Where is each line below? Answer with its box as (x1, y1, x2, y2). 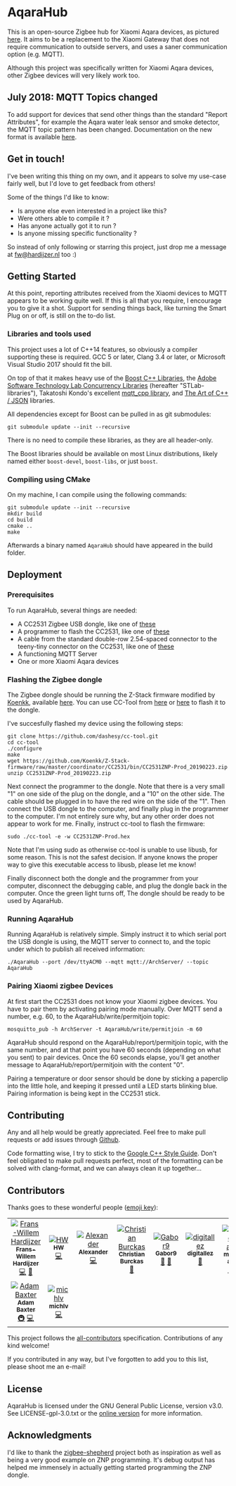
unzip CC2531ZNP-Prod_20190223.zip (7, 769, 112, 776)
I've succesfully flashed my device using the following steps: (7, 719, 183, 727)
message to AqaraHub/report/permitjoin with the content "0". (7, 1060, 185, 1069)
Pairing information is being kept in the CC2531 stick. (7, 1089, 161, 1097)
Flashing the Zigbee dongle (7, 674, 103, 684)
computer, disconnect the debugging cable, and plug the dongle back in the (7, 881, 227, 890)
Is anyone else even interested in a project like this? (17, 206, 167, 215)
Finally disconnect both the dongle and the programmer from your (7, 874, 199, 882)
